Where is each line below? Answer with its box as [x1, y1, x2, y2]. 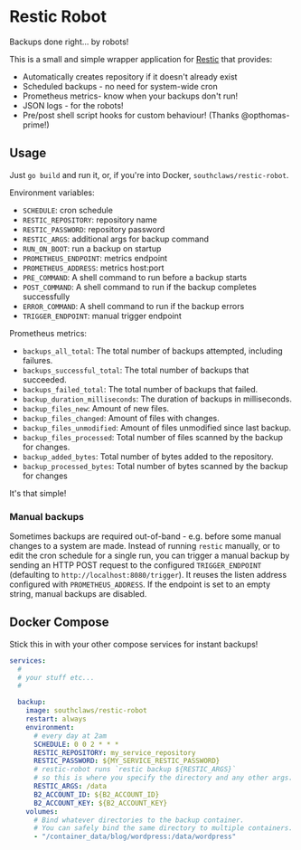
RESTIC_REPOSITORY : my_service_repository [33, 748, 196, 757]
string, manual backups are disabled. [9, 589, 147, 600]
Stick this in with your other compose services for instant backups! [9, 638, 259, 649]
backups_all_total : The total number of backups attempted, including [22, 345, 283, 356]
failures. [22, 354, 53, 365]
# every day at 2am [33, 731, 107, 741]
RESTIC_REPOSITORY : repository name [22, 214, 158, 225]
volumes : [25, 807, 59, 816]
